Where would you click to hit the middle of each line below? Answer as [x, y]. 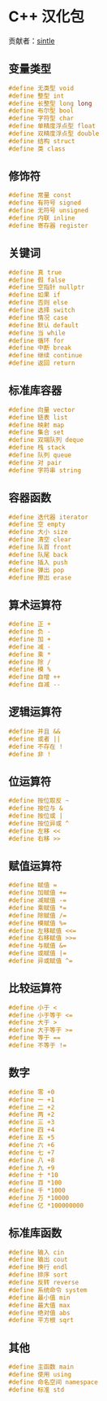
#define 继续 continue [45, 356]
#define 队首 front [40, 547]
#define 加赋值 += [38, 893]
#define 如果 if [34, 295]
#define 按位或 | [36, 816]
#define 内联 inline [42, 218]
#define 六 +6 [32, 1145]
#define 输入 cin [36, 1252]
